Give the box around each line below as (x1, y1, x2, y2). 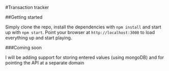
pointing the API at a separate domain (5, 60, 84, 65)
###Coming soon (5, 45, 42, 50)
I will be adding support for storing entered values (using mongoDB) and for (5, 54, 164, 60)
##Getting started (5, 14, 43, 20)
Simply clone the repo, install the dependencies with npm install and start (5, 24, 161, 30)
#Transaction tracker (5, 5, 49, 10)
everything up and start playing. (5, 35, 72, 41)
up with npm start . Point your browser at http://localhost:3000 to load (5, 29, 155, 35)
